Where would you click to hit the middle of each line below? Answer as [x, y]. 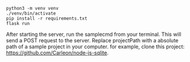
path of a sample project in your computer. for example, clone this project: [95, 47]
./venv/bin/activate [31, 13]
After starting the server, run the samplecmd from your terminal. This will [94, 34]
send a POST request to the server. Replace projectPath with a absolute [92, 40]
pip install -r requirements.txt [47, 19]
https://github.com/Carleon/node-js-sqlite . [58, 53]
